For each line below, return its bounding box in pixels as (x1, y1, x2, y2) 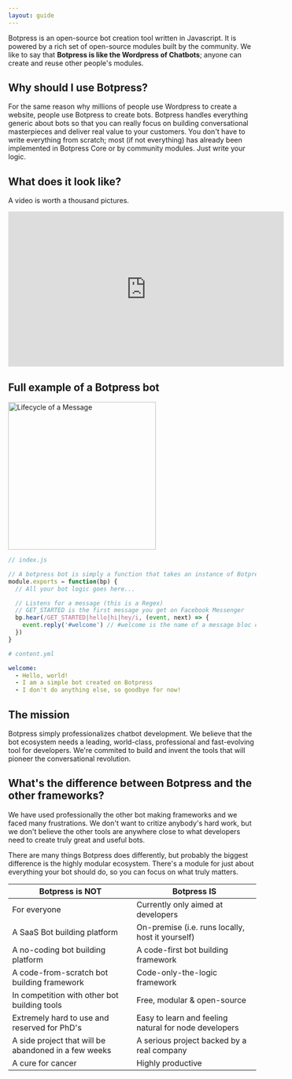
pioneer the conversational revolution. (8, 754, 131, 763)
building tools (12, 999, 62, 1010)
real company (136, 1044, 187, 1055)
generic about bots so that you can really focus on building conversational (8, 119, 249, 128)
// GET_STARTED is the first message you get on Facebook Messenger (15, 606, 245, 614)
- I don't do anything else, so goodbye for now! (15, 686, 181, 694)
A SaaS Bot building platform (12, 926, 118, 937)
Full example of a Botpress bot (8, 380, 160, 394)
